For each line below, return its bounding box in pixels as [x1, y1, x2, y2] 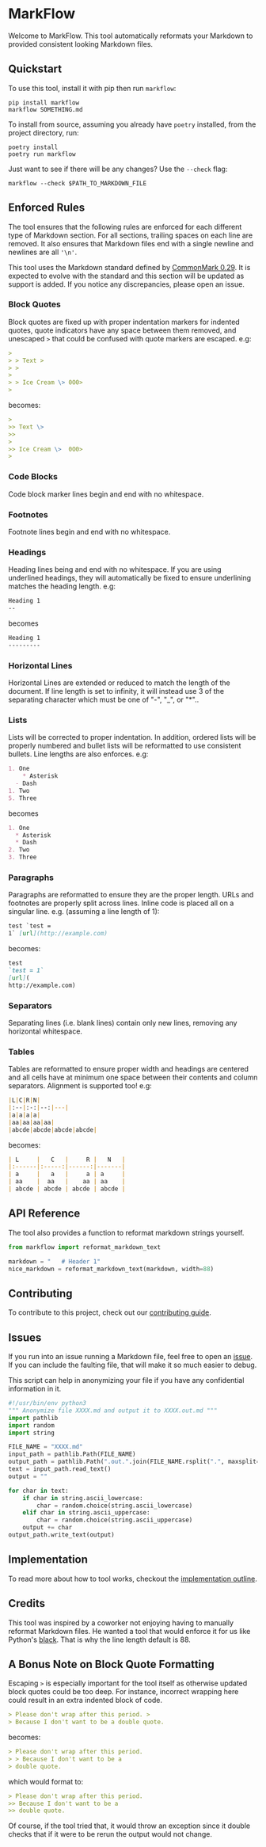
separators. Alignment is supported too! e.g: [8, 1081, 152, 1091]
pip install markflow [8, 98, 80, 107]
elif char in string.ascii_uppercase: [22, 1509, 150, 1517]
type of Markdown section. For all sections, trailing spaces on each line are [8, 230, 253, 240]
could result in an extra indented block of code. [8, 1696, 163, 1705]
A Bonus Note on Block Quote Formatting [8, 1657, 215, 1671]
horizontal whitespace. [8, 1026, 83, 1036]
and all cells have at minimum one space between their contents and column [8, 1072, 258, 1082]
